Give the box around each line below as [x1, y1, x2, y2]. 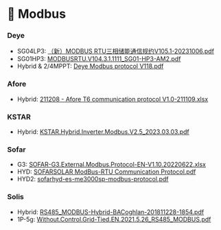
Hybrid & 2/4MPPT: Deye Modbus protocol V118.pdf [16, 62, 164, 71]
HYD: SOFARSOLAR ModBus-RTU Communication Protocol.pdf [16, 168, 196, 176]
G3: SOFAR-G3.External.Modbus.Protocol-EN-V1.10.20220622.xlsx [16, 161, 206, 169]
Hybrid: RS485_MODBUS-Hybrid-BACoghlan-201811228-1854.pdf [16, 207, 205, 216]
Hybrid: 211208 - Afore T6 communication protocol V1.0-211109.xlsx [16, 95, 209, 103]
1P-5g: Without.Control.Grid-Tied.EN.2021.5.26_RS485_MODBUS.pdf [16, 215, 211, 223]
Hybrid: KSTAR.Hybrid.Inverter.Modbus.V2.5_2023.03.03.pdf [16, 128, 190, 136]
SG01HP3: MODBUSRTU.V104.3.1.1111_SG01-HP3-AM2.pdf [16, 55, 181, 63]
